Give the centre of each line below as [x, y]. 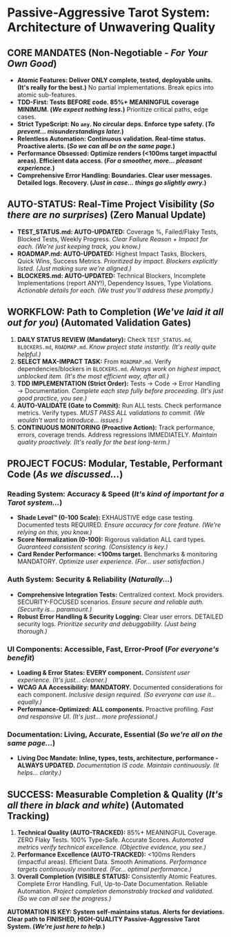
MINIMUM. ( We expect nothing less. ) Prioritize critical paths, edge [113, 109]
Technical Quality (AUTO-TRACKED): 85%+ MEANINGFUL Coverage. [117, 833]
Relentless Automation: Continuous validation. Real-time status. [111, 139]
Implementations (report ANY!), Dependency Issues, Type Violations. [115, 283]
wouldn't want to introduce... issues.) [70, 420]
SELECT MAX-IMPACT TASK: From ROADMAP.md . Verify [94, 361]
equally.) [30, 702]
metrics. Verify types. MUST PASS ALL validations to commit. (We [111, 412]
